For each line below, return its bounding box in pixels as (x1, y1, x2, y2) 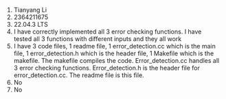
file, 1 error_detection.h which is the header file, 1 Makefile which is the (13, 49, 214, 57)
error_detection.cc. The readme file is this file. (13, 71, 144, 79)
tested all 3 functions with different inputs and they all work (13, 35, 182, 43)
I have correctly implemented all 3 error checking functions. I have (13, 27, 202, 36)
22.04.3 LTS (13, 20, 48, 28)
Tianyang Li (13, 6, 47, 14)
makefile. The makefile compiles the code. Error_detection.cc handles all (13, 57, 220, 64)
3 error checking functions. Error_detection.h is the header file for (13, 64, 201, 72)
